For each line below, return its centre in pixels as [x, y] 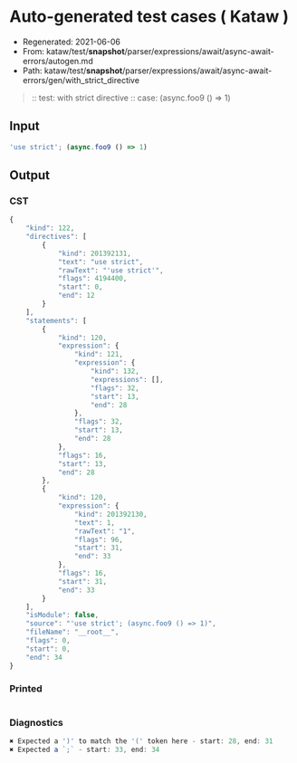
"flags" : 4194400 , [92, 279]
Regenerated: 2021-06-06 [71, 42]
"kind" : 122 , [50, 228]
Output [29, 175]
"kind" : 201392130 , [110, 514]
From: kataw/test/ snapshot [73, 51]
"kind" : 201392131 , [94, 253]
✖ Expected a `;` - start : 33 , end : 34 [85, 750]
